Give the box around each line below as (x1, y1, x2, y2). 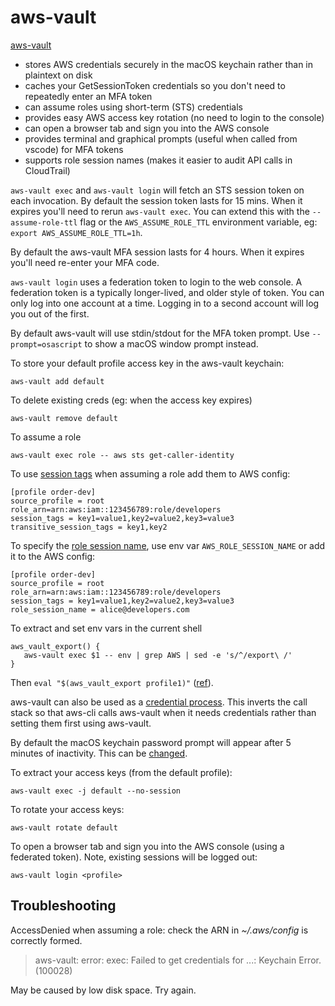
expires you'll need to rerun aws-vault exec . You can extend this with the (10, 205, 310, 217)
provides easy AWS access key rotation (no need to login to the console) (24, 111, 325, 123)
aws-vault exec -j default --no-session (10, 786, 182, 796)
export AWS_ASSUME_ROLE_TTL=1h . (10, 226, 143, 238)
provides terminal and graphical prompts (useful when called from (24, 132, 298, 145)
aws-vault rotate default (10, 822, 118, 833)
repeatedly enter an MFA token (24, 90, 153, 102)
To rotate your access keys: (10, 803, 125, 815)
